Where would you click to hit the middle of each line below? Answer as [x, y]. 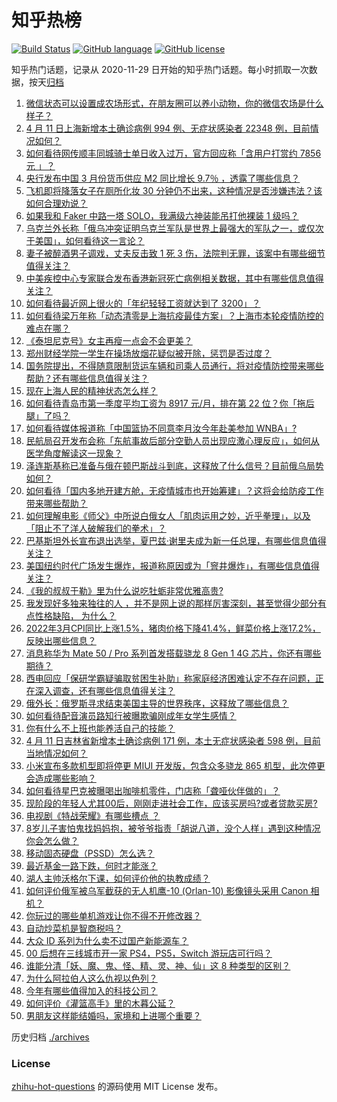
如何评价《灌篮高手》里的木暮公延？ [100, 1003]
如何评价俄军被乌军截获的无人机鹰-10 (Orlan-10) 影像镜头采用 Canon [167, 890]
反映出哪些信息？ [61, 640]
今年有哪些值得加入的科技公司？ [91, 990]
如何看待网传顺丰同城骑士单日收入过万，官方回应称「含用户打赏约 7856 [173, 153]
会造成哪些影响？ [61, 778]
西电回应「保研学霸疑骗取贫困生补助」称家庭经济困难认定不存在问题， [170, 678]
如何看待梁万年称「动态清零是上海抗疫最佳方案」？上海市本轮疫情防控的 [174, 315]
